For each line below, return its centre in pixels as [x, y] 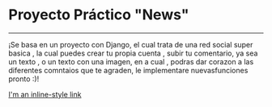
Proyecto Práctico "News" [99, 15]
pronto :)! [24, 79]
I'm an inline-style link [45, 94]
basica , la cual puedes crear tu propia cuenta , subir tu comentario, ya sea [133, 53]
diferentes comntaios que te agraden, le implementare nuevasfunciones [128, 70]
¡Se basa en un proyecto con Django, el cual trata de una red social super [131, 44]
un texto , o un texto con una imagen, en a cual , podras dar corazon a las [131, 61]
